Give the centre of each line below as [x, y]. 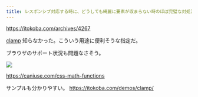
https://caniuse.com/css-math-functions [55, 76]
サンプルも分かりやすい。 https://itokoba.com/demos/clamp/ [80, 88]
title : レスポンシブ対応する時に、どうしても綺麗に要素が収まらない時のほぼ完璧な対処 [98, 11]
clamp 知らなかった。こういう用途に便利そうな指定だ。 [74, 40]
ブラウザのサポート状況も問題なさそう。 [55, 53]
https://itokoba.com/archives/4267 [48, 28]
